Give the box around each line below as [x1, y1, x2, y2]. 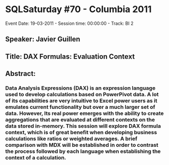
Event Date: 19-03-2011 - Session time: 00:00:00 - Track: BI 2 [5, 20, 134, 26]
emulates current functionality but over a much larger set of [5, 104, 155, 111]
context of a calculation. [5, 154, 67, 161]
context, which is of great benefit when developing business [5, 129, 157, 136]
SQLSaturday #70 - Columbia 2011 [5, 4, 152, 15]
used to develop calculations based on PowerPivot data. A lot [5, 91, 159, 98]
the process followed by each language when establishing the [5, 148, 161, 155]
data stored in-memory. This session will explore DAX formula [5, 122, 161, 130]
